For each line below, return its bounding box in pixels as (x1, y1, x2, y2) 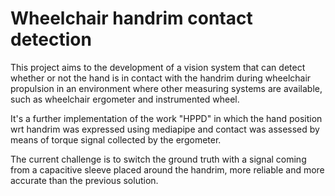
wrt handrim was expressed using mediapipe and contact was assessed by (10, 123, 320, 135)
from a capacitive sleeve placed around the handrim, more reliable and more (10, 163, 325, 176)
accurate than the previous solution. (10, 174, 159, 186)
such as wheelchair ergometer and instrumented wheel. (10, 93, 240, 105)
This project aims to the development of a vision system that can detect (10, 61, 306, 73)
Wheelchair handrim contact (10, 7, 253, 30)
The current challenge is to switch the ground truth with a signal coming (10, 153, 307, 165)
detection (10, 28, 92, 51)
